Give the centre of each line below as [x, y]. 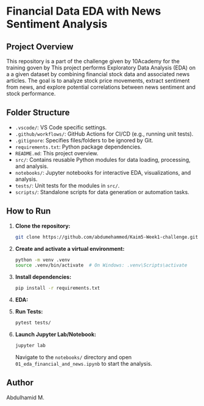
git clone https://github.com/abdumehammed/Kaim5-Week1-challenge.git [107, 237]
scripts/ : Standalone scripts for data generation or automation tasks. [102, 192]
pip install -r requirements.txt [58, 288]
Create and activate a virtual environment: [70, 248]
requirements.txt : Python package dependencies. [78, 147]
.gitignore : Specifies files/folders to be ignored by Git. [84, 140]
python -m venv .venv [42, 260]
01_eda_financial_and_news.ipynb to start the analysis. [83, 363]
